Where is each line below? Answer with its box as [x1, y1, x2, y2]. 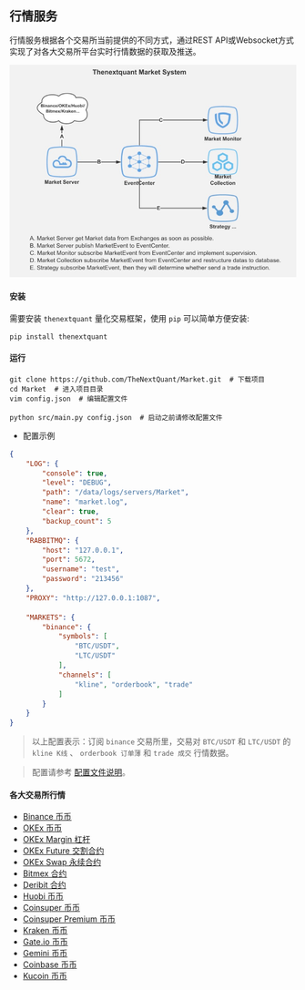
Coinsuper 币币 [22, 903, 80, 913]
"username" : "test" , [42, 565, 120, 574]
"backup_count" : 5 [42, 516, 112, 526]
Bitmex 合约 [22, 868, 67, 879]
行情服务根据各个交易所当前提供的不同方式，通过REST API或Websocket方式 [9, 35, 294, 46]
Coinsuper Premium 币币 [22, 913, 116, 924]
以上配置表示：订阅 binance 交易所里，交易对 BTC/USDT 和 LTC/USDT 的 [31, 736, 291, 747]
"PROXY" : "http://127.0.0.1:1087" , [25, 593, 161, 603]
